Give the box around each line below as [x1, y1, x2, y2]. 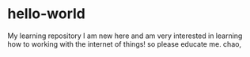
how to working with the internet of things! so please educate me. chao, [7, 39, 242, 48]
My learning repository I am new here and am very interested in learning [7, 31, 243, 40]
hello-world [7, 5, 86, 23]
